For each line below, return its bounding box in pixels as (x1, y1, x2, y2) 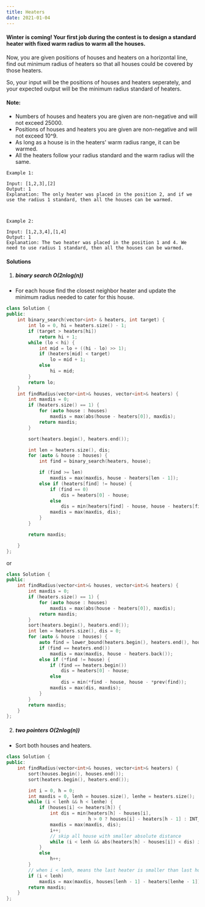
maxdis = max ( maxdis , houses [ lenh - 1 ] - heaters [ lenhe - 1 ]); (38, 878, 203, 884)
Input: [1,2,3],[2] (6, 180, 56, 187)
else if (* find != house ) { (38, 656, 111, 662)
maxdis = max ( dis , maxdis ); (49, 685, 121, 691)
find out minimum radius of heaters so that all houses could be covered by (6, 60, 193, 67)
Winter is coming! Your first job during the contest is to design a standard (6, 34, 196, 41)
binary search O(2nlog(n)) (15, 272, 84, 279)
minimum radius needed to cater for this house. (15, 294, 135, 301)
